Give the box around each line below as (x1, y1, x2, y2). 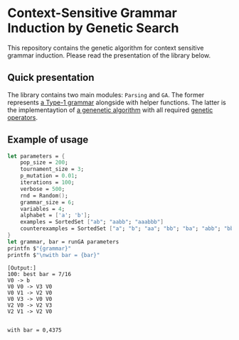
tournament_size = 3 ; (20, 165, 84, 173)
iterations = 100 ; (20, 179, 75, 186)
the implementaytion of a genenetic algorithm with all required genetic (7, 105, 213, 114)
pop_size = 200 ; (20, 159, 69, 166)
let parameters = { (7, 153, 65, 160)
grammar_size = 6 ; (20, 199, 75, 206)
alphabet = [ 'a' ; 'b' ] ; (20, 212, 91, 219)
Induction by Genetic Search (7, 20, 179, 36)
